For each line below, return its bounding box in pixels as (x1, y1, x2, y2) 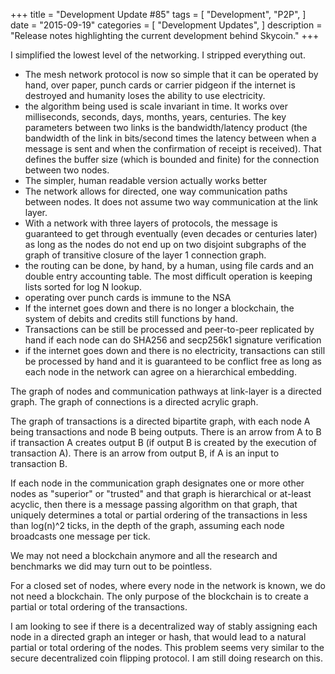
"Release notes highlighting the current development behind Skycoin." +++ (10, 30, 320, 41)
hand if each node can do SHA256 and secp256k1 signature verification (24, 334, 322, 346)
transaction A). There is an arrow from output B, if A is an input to (10, 447, 280, 459)
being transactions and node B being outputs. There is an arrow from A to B (10, 426, 322, 438)
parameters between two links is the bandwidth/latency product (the (24, 122, 308, 133)
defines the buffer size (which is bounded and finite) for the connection (24, 154, 320, 165)
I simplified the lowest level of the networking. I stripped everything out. (10, 49, 306, 61)
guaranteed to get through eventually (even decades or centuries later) (24, 228, 318, 239)
